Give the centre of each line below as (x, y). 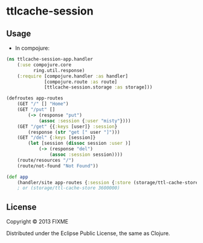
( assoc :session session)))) (86, 155)
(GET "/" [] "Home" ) (43, 104)
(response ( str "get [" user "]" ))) (74, 132)
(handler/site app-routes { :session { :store (74, 182)
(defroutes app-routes (35, 98)
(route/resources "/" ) (46, 160)
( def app (17, 177)
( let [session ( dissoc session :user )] (79, 144)
